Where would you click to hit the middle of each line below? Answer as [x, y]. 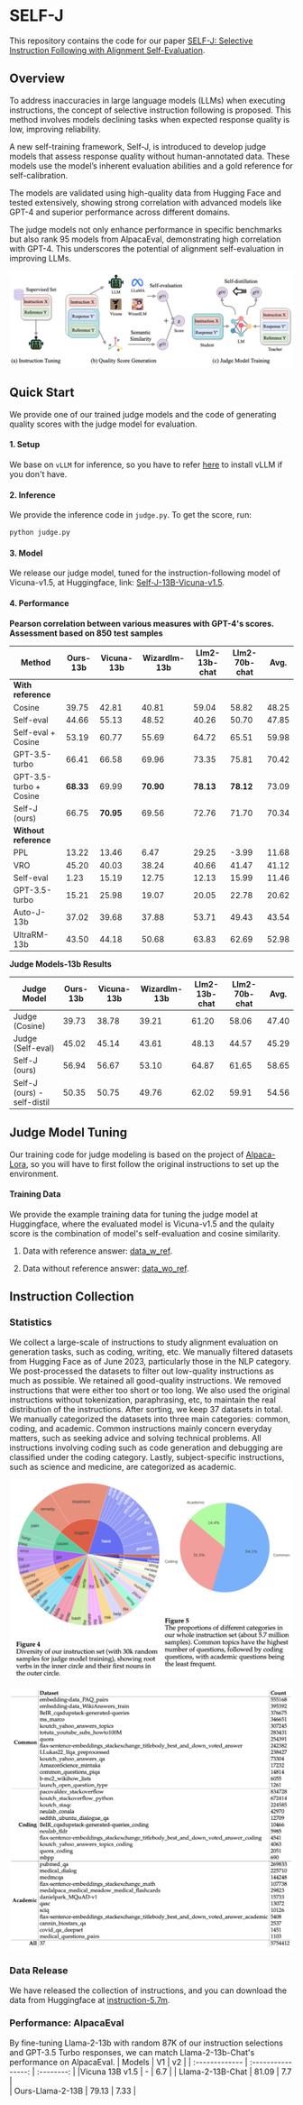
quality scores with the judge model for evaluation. [103, 424]
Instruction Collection [72, 1296]
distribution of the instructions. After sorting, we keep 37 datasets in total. [146, 1409]
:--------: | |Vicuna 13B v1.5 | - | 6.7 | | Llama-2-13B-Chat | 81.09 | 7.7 [164, 2072]
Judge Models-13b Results [61, 964]
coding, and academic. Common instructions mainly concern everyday [141, 1428]
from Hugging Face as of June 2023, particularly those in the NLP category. [150, 1361]
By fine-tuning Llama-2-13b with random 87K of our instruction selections [147, 2043]
